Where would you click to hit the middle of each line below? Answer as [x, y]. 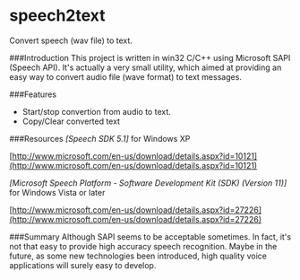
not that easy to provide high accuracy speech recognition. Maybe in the [143, 246]
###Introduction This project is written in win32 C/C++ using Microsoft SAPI [150, 57]
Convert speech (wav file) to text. [71, 40]
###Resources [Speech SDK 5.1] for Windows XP [100, 138]
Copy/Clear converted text [71, 121]
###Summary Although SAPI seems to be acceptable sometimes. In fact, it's [150, 236]
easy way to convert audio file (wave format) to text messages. [125, 76]
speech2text [57, 16]
